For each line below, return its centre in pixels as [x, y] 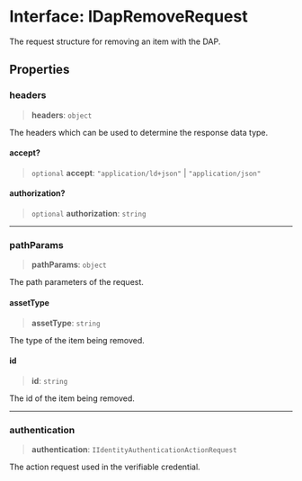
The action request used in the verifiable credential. [105, 467]
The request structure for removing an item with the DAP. [115, 41]
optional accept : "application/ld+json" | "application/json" [146, 173]
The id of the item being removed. [72, 398]
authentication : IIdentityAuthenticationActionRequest [134, 450]
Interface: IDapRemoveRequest [129, 17]
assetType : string [66, 323]
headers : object [62, 115]
